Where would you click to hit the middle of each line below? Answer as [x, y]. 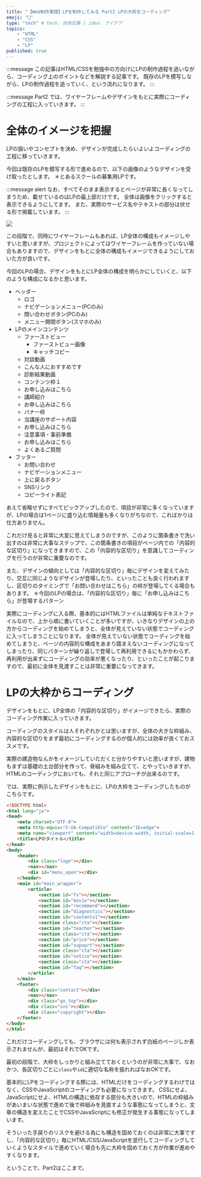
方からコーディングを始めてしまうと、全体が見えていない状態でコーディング [100, 628]
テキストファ [178, 613]
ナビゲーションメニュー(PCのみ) [64, 306]
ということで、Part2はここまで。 [47, 1167]
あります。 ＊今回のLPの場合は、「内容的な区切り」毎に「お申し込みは [93, 593]
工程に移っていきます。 [35, 156]
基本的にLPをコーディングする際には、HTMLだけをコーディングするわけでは [100, 1082]
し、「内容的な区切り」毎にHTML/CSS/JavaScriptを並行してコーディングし [98, 1140]
